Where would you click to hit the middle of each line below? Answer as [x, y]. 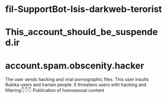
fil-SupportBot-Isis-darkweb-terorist [84, 9]
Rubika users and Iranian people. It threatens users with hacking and [76, 85]
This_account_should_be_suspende [81, 32]
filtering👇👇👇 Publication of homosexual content [55, 90]
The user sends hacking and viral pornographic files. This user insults [77, 79]
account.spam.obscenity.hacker [75, 65]
